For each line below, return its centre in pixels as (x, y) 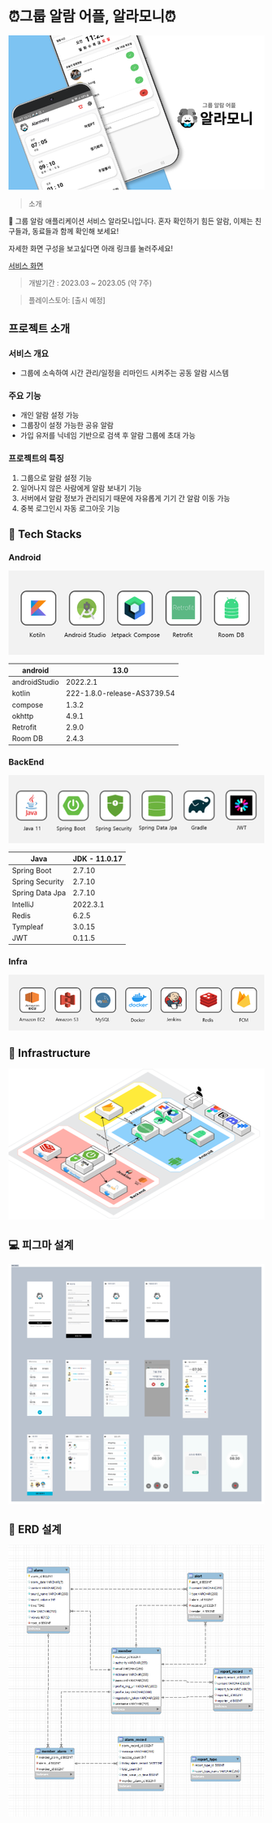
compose (28, 704)
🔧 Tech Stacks (45, 534)
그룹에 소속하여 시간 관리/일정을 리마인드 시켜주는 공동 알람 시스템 (124, 373)
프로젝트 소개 (39, 329)
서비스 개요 (29, 353)
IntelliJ (23, 904)
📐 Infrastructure (50, 1053)
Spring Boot (32, 870)
